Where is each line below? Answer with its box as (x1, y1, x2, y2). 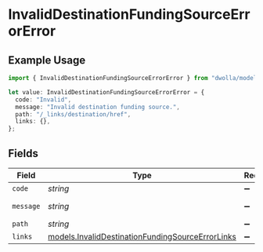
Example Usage (8, 53, 86, 67)
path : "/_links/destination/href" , (15, 110, 131, 119)
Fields (8, 147, 39, 160)
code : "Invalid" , (15, 96, 72, 104)
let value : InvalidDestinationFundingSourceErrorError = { (8, 88, 205, 96)
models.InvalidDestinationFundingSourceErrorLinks (48, 231, 237, 242)
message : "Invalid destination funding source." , (15, 103, 180, 111)
